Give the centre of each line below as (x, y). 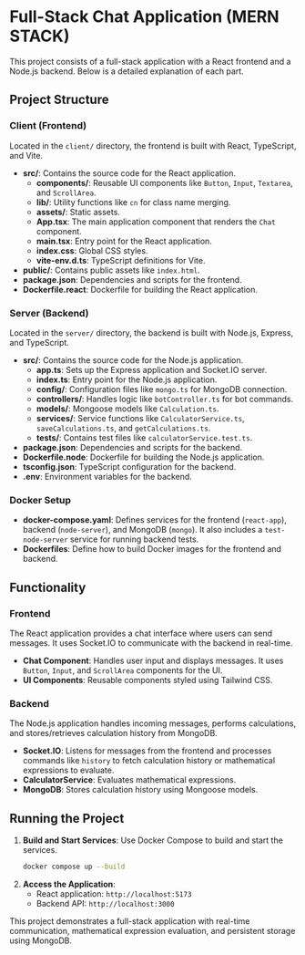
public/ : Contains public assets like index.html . (111, 270)
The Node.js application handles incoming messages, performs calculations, (153, 723)
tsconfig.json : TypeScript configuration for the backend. (129, 466)
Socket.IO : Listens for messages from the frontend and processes (147, 751)
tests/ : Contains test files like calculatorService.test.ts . (144, 437)
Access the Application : (69, 884)
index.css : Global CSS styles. (92, 250)
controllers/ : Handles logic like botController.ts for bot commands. (165, 399)
